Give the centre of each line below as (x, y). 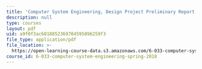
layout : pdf (21, 28)
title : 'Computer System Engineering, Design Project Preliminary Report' (102, 12)
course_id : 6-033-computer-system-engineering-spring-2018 (82, 56)
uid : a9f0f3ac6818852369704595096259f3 (56, 34)
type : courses (24, 23)
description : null (29, 17)
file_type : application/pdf (41, 40)
